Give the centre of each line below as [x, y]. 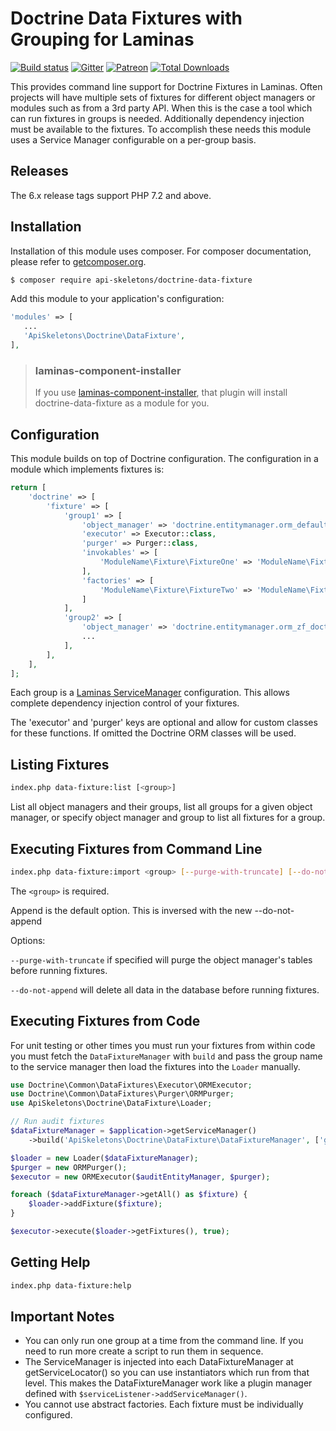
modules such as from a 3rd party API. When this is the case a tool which [161, 108]
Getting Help [50, 1262]
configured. [48, 1415]
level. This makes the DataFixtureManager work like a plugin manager [168, 1383]
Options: [28, 940]
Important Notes [62, 1317]
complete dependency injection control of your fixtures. [125, 703]
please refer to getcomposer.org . [78, 261]
